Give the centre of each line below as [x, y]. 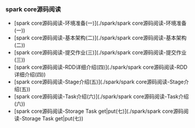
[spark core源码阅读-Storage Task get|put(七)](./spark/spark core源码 [99, 111]
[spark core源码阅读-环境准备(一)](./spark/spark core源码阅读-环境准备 [100, 23]
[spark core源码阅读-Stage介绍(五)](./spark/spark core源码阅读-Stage [99, 82]
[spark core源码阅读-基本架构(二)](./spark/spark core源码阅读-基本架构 [100, 38]
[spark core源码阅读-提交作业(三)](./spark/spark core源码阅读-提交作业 [100, 53]
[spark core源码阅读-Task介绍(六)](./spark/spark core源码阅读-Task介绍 [101, 97]
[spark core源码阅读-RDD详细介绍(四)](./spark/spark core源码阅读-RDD [101, 67]
